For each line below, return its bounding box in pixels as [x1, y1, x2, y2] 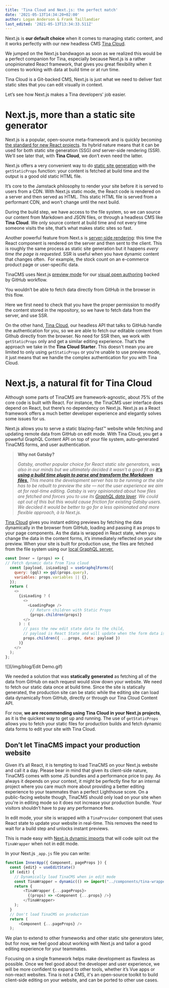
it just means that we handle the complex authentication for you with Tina [5, 355, 157, 361]
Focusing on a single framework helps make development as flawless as [5, 956, 155, 962]
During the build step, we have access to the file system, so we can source [5, 209, 161, 215]
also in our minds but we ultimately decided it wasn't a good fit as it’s [17, 467, 162, 473]
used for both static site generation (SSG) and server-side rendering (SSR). [5, 147, 161, 154]
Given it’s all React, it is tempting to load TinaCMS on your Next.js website [5, 762, 158, 768]
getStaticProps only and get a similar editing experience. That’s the [5, 338, 145, 344]
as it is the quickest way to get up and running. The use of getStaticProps [5, 715, 158, 721]
